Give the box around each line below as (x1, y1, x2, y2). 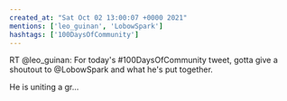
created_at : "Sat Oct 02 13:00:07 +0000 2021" (9, 13, 188, 23)
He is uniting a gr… (9, 82, 79, 93)
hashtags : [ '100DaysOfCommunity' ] (9, 30, 140, 39)
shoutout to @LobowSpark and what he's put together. (9, 64, 214, 75)
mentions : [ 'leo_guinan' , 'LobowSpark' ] (9, 22, 164, 31)
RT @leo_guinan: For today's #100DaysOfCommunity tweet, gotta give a (9, 55, 278, 66)
